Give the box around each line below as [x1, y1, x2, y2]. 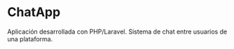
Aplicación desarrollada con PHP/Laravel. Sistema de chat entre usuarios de [7, 27, 228, 36]
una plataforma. [7, 34, 53, 43]
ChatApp [7, 4, 61, 20]
